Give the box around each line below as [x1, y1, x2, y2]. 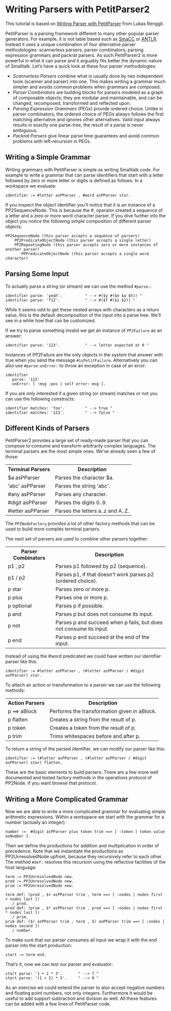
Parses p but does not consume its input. [55, 611, 153, 618]
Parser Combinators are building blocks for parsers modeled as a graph [12, 89, 164, 95]
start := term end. [5, 952, 47, 957]
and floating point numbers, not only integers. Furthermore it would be [5, 990, 153, 996]
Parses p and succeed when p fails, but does [55, 619, 163, 626]
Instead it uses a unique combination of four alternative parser [5, 41, 136, 47]
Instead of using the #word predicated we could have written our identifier [5, 653, 161, 659]
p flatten [8, 716, 28, 723]
